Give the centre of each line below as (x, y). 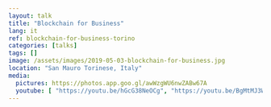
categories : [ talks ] (43, 46)
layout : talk (30, 16)
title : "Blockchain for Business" (67, 23)
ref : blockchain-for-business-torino (72, 38)
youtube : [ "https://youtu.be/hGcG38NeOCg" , (92, 91)
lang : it (23, 31)
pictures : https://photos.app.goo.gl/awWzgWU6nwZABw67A (111, 83)
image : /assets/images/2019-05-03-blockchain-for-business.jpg (117, 61)
